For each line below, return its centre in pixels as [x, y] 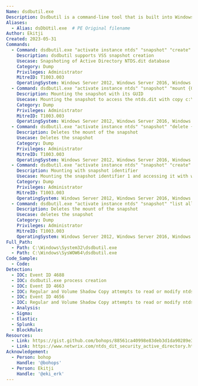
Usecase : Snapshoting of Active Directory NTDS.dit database [93, 61]
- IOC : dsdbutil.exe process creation [59, 280]
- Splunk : [23, 324]
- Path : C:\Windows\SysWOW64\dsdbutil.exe [64, 253]
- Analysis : [26, 308]
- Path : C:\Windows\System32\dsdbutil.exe [64, 248]
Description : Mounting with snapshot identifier [77, 171]
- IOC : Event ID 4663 [38, 286]
